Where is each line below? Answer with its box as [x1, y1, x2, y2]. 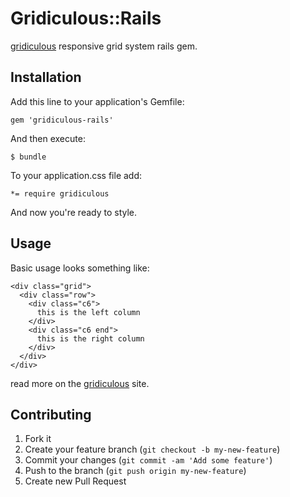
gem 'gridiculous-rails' [10, 115, 114, 125]
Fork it [24, 433, 52, 445]
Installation [10, 69, 82, 86]
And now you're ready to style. [10, 206, 138, 218]
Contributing [10, 406, 92, 423]
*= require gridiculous [10, 188, 110, 199]
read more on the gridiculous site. [10, 377, 150, 389]
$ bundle [10, 152, 47, 162]
